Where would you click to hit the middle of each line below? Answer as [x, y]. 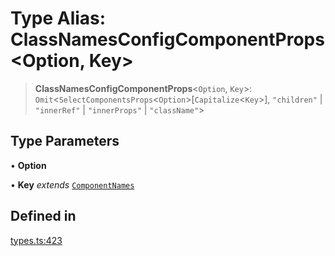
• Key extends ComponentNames [72, 184]
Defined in [43, 216]
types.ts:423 [36, 240]
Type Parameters [65, 141]
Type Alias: [58, 18]
